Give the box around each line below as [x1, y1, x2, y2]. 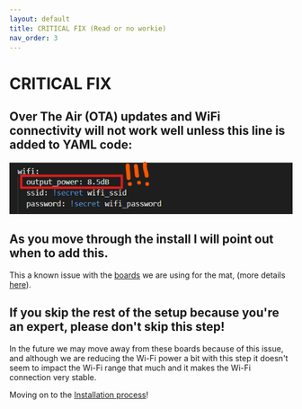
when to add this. [9, 245, 109, 261]
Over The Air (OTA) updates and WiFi [9, 109, 221, 124]
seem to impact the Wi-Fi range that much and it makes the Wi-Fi [9, 362, 252, 373]
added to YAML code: [9, 137, 133, 152]
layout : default [9, 14, 70, 23]
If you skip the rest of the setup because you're [9, 306, 280, 321]
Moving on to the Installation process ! [9, 389, 149, 400]
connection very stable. [9, 371, 97, 382]
